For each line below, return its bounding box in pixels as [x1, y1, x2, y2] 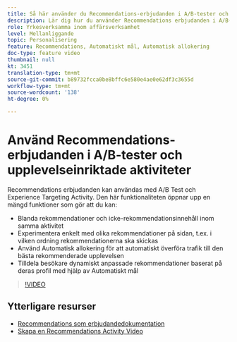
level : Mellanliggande [7, 30, 74, 37]
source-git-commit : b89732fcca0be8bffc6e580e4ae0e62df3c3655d [7, 75, 194, 83]
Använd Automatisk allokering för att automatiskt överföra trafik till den [17, 244, 224, 252]
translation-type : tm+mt [7, 69, 80, 76]
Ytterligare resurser [7, 300, 97, 312]
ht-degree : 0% [7, 96, 49, 103]
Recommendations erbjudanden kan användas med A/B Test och [7, 185, 196, 194]
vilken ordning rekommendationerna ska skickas [17, 236, 159, 245]
